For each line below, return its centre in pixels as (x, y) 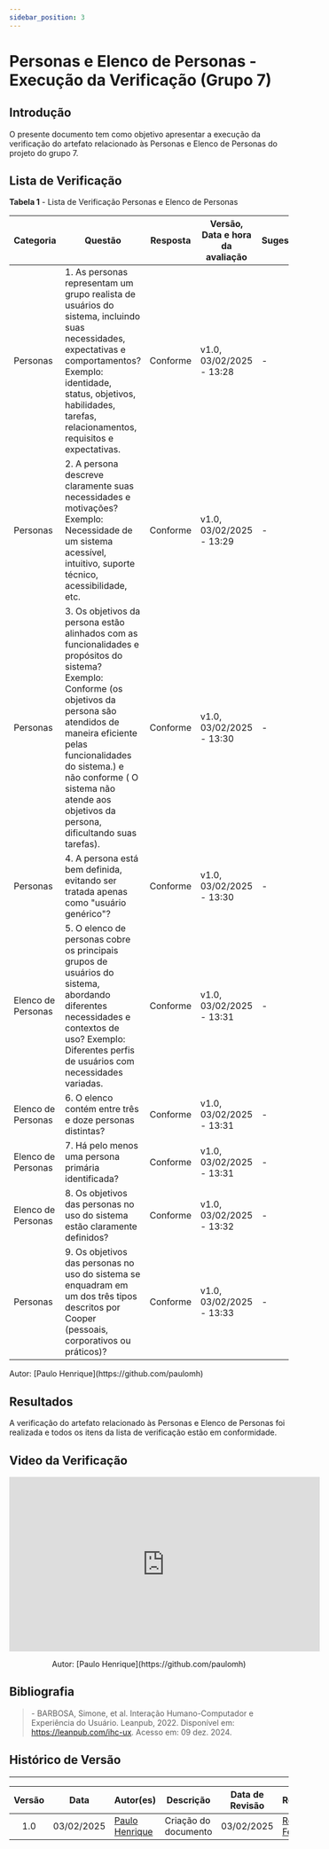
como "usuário (96, 903)
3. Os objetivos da (102, 611)
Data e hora (227, 235)
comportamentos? (103, 361)
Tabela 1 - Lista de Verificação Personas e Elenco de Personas (124, 202)
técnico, (82, 575)
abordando (88, 995)
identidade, (89, 383)
